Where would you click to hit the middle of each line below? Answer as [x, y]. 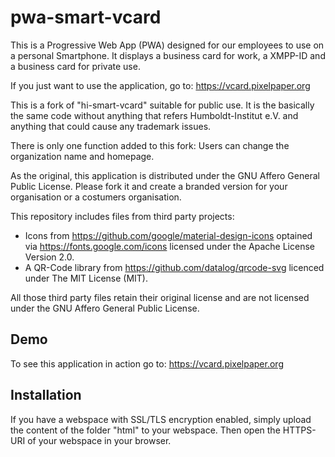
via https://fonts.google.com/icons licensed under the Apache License [169, 246]
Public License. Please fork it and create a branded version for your [149, 186]
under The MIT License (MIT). [86, 278]
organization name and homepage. [82, 156]
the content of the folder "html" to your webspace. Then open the [145, 430]
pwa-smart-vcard [86, 17]
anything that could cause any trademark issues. [111, 126]
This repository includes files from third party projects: [122, 216]
